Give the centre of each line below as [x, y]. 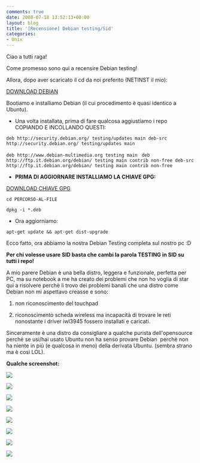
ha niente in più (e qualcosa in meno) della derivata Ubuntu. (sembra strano [99, 346]
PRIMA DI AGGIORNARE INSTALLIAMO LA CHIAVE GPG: [85, 177]
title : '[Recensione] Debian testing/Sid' [60, 28]
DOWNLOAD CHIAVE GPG [38, 188]
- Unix [14, 40]
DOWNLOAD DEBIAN [32, 91]
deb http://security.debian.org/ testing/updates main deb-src [87, 138]
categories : [21, 34]
